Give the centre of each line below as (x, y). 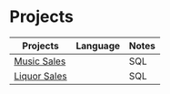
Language (98, 46)
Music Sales (40, 61)
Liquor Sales (40, 76)
